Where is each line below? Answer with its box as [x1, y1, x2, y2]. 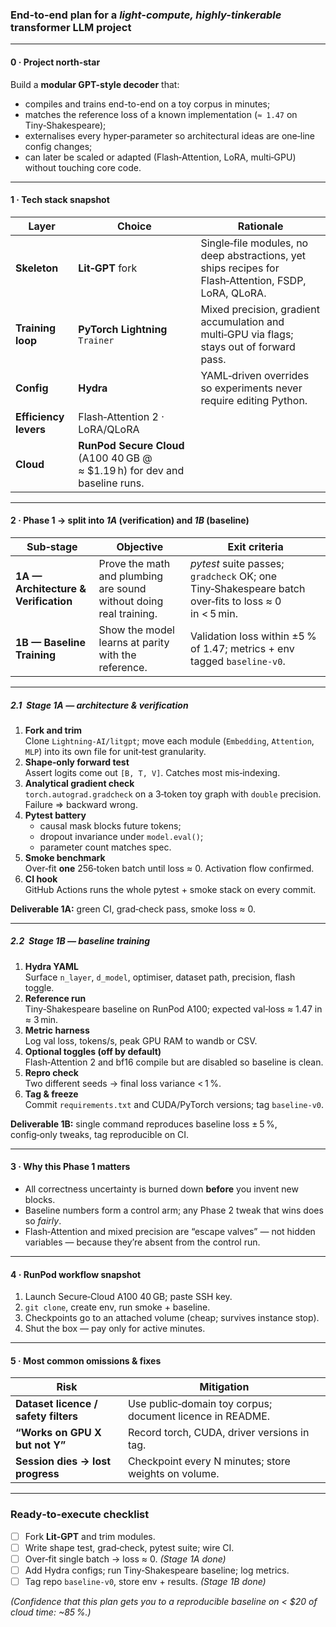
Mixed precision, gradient [200, 302, 320, 316]
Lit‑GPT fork [78, 261, 138, 275]
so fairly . [24, 1215, 62, 1227]
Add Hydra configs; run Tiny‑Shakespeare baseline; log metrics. [24, 1564, 290, 1576]
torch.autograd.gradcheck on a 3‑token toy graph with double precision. [24, 788, 322, 800]
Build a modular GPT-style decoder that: [10, 78, 180, 90]
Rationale [237, 219, 284, 233]
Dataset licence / [15, 1397, 98, 1411]
